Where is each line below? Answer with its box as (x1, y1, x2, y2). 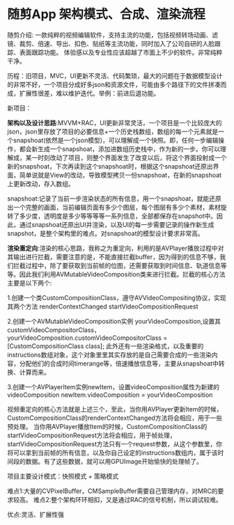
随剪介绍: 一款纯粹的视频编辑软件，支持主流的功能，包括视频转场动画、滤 (7, 31, 218, 39)
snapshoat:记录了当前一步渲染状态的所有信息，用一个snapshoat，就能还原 (7, 194, 221, 203)
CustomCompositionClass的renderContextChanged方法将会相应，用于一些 (7, 414, 223, 422)
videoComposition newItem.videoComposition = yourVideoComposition (7, 391, 213, 399)
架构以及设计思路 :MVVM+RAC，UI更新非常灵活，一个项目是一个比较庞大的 (7, 118, 222, 127)
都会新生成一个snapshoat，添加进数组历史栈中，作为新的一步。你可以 (19, 144, 221, 153)
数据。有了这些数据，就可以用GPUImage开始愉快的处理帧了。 (25, 457, 203, 465)
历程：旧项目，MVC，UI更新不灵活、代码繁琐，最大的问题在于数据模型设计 (7, 71, 223, 80)
